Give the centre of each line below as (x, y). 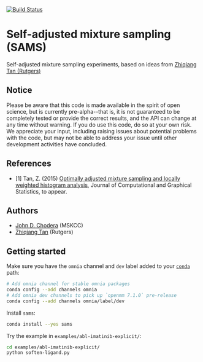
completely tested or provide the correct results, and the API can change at (101, 118)
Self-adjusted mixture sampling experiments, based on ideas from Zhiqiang (101, 64)
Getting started (36, 251)
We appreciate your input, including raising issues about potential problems (102, 131)
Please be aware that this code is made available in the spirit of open (93, 105)
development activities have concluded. (57, 144)
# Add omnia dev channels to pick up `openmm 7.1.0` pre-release (91, 295)
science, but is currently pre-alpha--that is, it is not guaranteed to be (93, 111)
